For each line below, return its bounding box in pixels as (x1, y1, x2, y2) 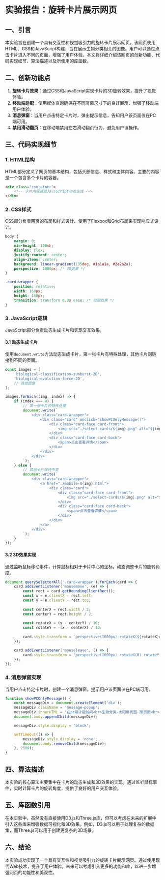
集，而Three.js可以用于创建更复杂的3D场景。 (5, 827, 97, 833)
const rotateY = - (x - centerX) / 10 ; (23, 625, 102, 630)
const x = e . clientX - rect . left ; (23, 593, 93, 598)
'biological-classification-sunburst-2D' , (14, 372, 102, 377)
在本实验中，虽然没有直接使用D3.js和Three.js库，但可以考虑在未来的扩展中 (5, 815, 157, 821)
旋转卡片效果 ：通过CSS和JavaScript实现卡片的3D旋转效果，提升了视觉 (12, 88, 156, 93)
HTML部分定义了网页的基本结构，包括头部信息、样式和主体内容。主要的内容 (5, 168, 160, 175)
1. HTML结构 (5, 156, 35, 163)
